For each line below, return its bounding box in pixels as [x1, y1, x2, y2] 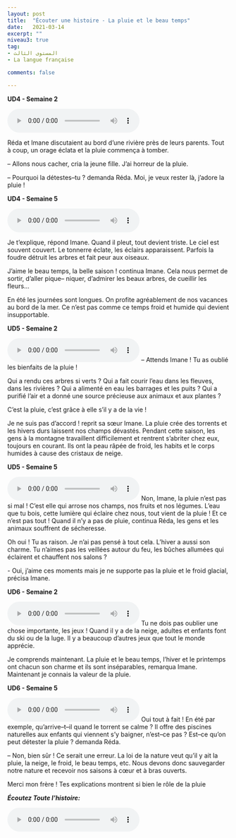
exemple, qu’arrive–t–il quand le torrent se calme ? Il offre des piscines [7, 722, 212, 731]
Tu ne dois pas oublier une [140, 618, 218, 627]
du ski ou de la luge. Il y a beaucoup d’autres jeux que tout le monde [7, 633, 206, 642]
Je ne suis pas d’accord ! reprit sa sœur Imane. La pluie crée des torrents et [7, 419, 228, 427]
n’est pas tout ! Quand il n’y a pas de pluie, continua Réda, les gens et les [7, 516, 219, 525]
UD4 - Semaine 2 [7, 95, 58, 103]
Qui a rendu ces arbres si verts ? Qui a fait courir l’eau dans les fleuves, [7, 376, 214, 385]
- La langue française [7, 56, 74, 64]
